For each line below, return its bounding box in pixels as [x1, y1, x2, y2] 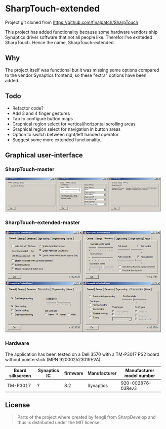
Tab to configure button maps [12, 115, 73, 121]
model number [124, 373, 156, 379]
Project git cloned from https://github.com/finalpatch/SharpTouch [5, 19, 138, 25]
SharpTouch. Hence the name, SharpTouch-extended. [5, 39, 115, 45]
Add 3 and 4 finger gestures [12, 110, 70, 116]
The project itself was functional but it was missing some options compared [5, 67, 160, 73]
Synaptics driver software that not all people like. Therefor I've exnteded [5, 34, 152, 40]
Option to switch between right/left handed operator [12, 131, 119, 137]
